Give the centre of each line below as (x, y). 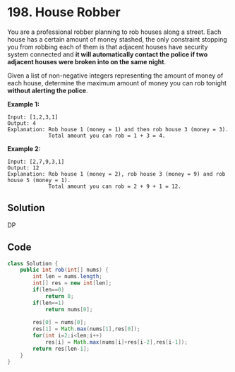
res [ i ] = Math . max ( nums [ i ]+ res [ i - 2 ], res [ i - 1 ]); (116, 342)
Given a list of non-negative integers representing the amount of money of (115, 76)
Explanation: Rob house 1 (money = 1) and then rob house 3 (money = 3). (118, 129)
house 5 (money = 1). (39, 180)
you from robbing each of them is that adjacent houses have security (108, 47)
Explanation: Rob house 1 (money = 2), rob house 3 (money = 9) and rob (116, 174)
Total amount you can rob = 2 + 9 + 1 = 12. (115, 186)
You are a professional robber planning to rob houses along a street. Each (114, 32)
